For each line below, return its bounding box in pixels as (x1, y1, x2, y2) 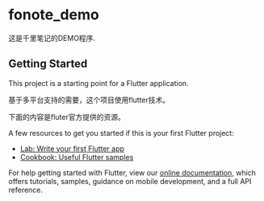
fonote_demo (8, 6, 99, 24)
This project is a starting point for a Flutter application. (8, 78, 189, 88)
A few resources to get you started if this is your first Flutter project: (8, 128, 234, 137)
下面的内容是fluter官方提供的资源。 (8, 112, 125, 121)
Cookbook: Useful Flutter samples (19, 152, 134, 162)
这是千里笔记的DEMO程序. (8, 33, 95, 43)
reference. (8, 185, 43, 195)
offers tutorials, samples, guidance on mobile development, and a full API (8, 176, 252, 186)
